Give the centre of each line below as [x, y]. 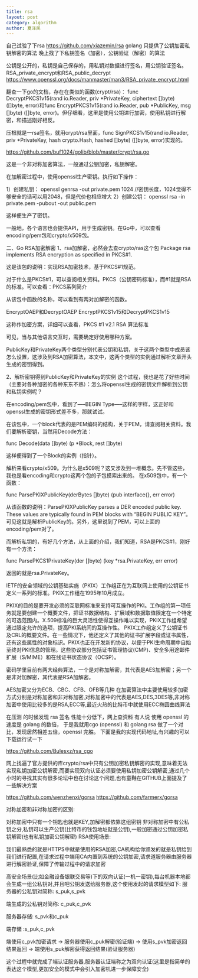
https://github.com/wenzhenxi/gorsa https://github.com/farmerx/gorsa [92, 797]
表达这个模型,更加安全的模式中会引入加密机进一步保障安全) [77, 969]
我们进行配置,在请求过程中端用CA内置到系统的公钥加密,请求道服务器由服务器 [99, 857]
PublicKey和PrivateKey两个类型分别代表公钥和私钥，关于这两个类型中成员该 [98, 350]
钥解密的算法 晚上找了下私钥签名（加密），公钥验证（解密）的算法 [85, 53]
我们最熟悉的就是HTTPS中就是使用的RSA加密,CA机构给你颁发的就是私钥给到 [99, 849]
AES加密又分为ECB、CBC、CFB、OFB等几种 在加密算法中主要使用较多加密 [97, 690]
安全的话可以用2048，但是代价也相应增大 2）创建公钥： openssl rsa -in [98, 197]
